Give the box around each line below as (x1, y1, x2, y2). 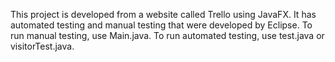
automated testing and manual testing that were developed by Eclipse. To (10, 19, 313, 31)
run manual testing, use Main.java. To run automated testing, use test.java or (10, 30, 325, 41)
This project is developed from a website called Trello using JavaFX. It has (10, 9, 317, 20)
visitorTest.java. (10, 40, 75, 52)
